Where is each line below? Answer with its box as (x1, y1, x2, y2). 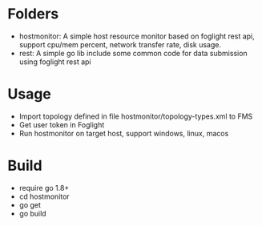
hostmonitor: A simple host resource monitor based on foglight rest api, (18, 31, 256, 41)
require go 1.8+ (18, 183, 70, 192)
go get (18, 200, 42, 209)
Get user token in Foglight (18, 119, 105, 129)
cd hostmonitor (18, 192, 70, 201)
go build (18, 208, 46, 218)
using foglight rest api (18, 57, 91, 67)
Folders (7, 5, 59, 23)
